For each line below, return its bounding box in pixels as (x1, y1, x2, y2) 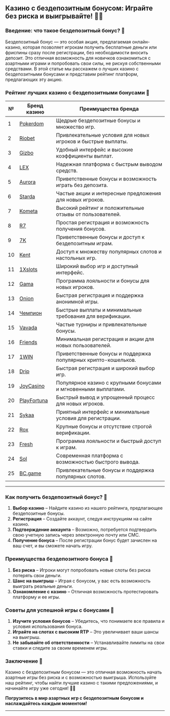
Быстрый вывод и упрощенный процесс (56, 394, 155, 401)
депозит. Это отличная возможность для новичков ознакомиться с (5, 55, 151, 61)
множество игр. (56, 123, 96, 130)
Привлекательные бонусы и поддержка (56, 466, 154, 473)
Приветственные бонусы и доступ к (56, 233, 145, 240)
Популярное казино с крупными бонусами (56, 379, 161, 386)
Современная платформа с (56, 452, 123, 459)
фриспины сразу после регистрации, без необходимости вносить (5, 49, 148, 55)
